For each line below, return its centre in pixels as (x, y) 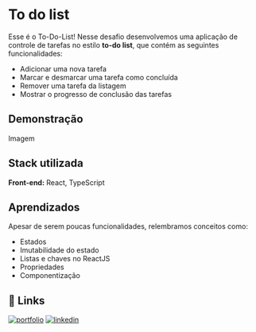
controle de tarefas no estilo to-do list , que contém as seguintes (114, 44)
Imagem (21, 138)
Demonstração (46, 120)
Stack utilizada (46, 163)
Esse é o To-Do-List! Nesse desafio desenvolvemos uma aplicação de (123, 37)
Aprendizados (44, 207)
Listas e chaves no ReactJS (65, 259)
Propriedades (42, 267)
